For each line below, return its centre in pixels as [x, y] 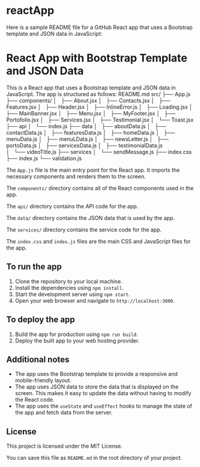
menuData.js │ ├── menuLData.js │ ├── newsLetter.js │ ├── [87, 139]
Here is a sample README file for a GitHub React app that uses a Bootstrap [99, 27]
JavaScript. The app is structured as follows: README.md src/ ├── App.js [98, 94]
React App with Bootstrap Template [97, 58]
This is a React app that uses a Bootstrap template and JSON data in [91, 88]
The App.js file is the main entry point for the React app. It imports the [93, 170]
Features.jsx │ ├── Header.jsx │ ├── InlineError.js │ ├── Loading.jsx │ [99, 107]
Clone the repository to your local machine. [68, 281]
